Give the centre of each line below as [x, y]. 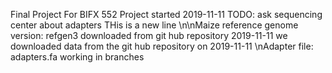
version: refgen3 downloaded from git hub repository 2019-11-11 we [149, 35]
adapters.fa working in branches [77, 57]
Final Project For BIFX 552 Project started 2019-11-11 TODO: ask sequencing [166, 14]
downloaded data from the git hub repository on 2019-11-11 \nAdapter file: [162, 46]
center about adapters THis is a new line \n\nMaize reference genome [154, 25]
